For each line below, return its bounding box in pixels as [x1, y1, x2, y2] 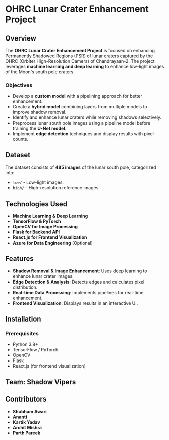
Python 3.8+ [12, 341, 39, 347]
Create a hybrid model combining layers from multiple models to [12, 104, 147, 110]
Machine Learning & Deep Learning [12, 213, 88, 219]
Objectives [5, 82, 33, 89]
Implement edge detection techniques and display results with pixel [12, 131, 154, 137]
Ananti [12, 414, 27, 420]
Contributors [5, 395, 47, 404]
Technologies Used [5, 199, 67, 208]
